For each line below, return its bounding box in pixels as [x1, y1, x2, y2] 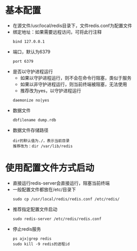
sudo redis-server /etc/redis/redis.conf [12, 216, 101, 221]
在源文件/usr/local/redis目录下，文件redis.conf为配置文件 [12, 22, 132, 29]
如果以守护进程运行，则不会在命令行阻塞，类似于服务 [20, 74, 132, 81]
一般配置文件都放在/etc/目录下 [12, 186, 76, 192]
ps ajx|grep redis [12, 236, 52, 241]
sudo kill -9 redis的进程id [12, 241, 70, 246]
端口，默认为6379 [12, 48, 51, 55]
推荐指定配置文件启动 [12, 206, 57, 212]
